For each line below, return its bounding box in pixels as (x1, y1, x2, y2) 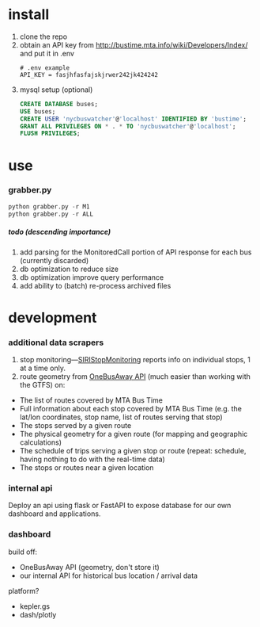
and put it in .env (19, 48, 75, 58)
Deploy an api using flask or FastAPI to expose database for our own (8, 501, 232, 510)
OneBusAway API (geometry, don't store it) (19, 562, 160, 572)
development (8, 308, 97, 327)
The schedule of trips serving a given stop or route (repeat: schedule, (19, 446, 247, 455)
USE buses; (19, 107, 56, 116)
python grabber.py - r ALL (8, 210, 93, 218)
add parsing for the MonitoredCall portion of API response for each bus (19, 247, 252, 257)
